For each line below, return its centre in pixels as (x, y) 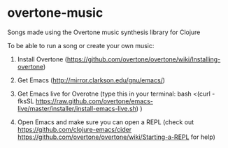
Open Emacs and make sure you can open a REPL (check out (106, 122)
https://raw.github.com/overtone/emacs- (94, 101)
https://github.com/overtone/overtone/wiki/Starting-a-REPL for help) (116, 137)
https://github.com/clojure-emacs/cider (74, 129)
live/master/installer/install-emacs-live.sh (77, 108)
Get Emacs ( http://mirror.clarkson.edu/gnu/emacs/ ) (91, 80)
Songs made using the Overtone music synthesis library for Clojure (104, 32)
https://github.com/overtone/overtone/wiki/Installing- (144, 59)
